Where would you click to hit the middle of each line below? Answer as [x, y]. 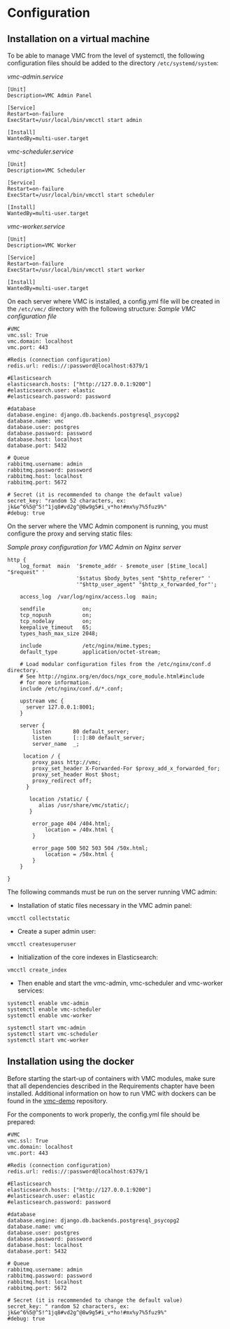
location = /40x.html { [79, 830]
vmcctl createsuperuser [42, 944]
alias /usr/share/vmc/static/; [84, 805]
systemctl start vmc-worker [48, 1040]
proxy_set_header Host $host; [76, 775]
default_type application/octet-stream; [90, 652]
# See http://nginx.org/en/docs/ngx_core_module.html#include [112, 676]
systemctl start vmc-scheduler [53, 1034]
